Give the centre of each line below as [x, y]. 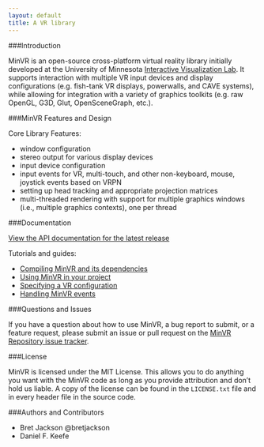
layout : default [35, 15]
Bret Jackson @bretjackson [65, 427]
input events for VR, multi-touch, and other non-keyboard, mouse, [127, 174]
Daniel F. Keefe [44, 436]
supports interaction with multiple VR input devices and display [111, 77]
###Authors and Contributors [56, 412]
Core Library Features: [45, 133]
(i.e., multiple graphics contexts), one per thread [98, 207]
